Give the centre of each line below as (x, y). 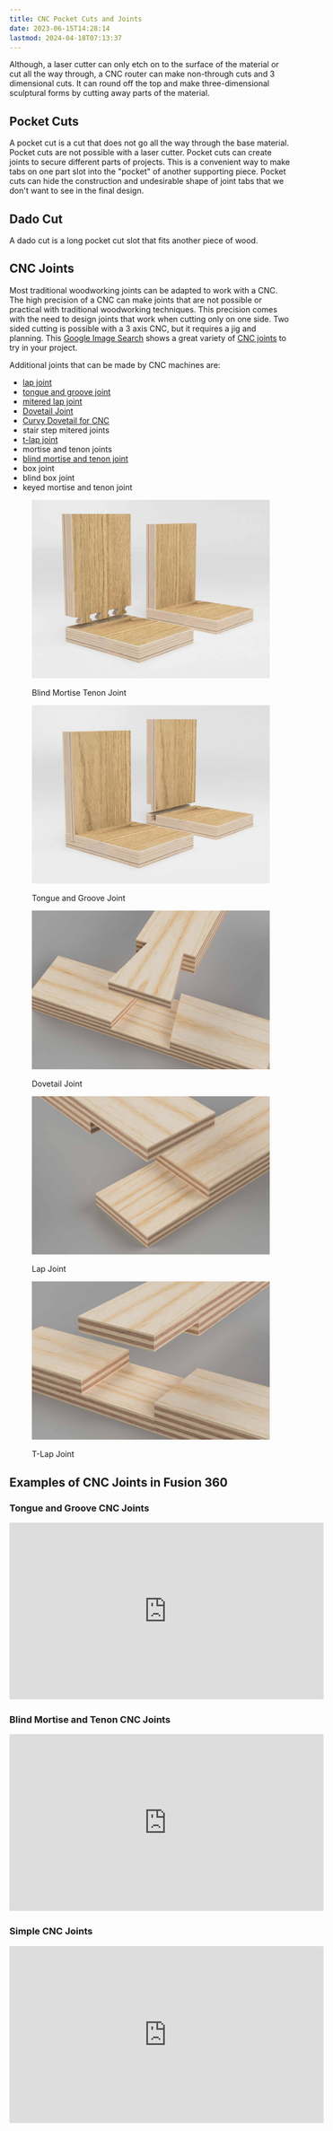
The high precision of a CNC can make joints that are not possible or (136, 300)
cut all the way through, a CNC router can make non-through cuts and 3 (142, 74)
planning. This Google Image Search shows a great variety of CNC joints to (148, 338)
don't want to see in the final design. (77, 191)
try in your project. (44, 347)
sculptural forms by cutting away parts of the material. (110, 93)
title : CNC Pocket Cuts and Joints (76, 19)
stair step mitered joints (66, 430)
